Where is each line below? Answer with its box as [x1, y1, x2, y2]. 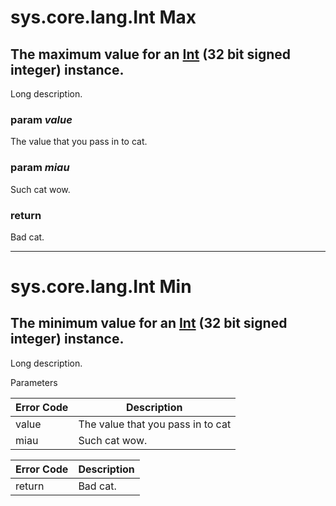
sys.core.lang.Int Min [10, 276, 192, 298]
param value [10, 112, 73, 126]
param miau [10, 161, 70, 175]
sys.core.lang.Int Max [10, 6, 197, 29]
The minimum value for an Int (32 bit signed [10, 315, 288, 332]
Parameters [10, 376, 58, 388]
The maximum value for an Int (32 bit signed [10, 46, 292, 63]
